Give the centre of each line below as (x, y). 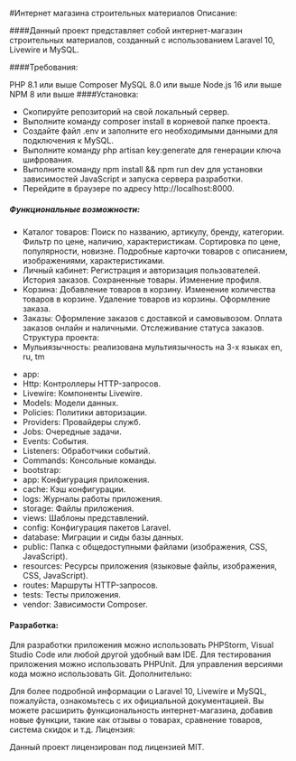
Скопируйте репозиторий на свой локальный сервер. (126, 111)
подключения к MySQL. (68, 140)
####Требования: (44, 67)
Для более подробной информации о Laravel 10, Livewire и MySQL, (138, 691)
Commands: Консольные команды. (89, 460)
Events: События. (55, 441)
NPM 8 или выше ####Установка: (74, 94)
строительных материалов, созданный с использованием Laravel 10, (142, 40)
